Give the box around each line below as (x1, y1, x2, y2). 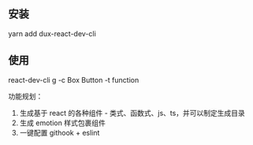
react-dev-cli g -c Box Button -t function (8, 75, 140, 84)
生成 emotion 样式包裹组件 (19, 117, 106, 128)
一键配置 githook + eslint (19, 128, 100, 137)
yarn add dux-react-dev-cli (8, 28, 96, 38)
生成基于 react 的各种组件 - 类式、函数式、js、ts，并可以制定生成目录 (19, 108, 246, 117)
